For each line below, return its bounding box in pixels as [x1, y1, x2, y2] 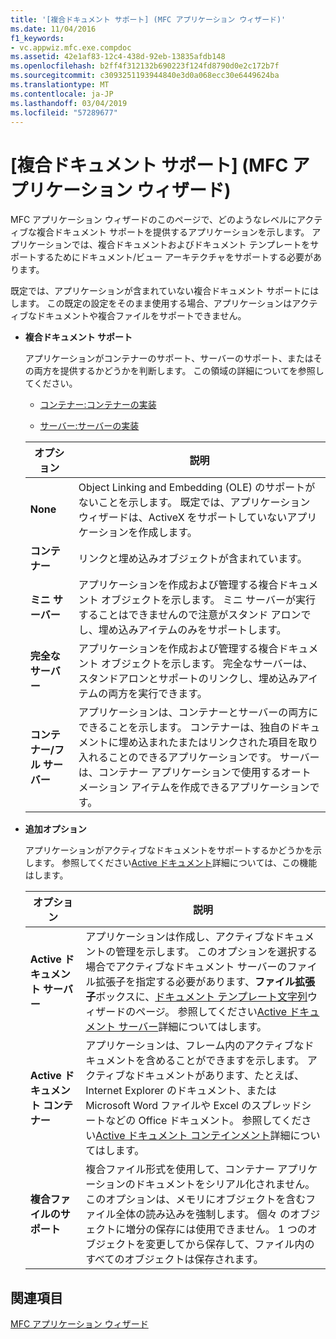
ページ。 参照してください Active [135, 1005, 287, 1019]
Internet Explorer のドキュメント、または [85, 1084, 277, 1098]
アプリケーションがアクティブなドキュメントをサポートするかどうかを [24, 844, 313, 856]
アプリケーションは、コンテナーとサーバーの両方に [78, 706, 319, 720]
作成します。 [138, 526, 198, 540]
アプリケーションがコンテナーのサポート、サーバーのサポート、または [24, 352, 314, 365]
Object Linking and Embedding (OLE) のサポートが [78, 481, 316, 495]
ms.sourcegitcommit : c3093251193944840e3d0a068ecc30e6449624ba [10, 71, 280, 81]
